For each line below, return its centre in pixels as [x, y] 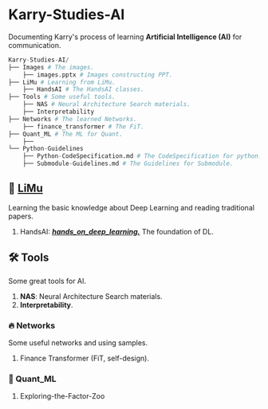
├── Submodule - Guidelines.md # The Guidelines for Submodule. [128, 164]
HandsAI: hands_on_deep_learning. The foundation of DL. [116, 231]
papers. [21, 216]
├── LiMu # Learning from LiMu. [62, 82]
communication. [35, 45]
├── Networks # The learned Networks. [73, 119]
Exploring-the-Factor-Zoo [62, 396]
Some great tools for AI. [47, 281]
